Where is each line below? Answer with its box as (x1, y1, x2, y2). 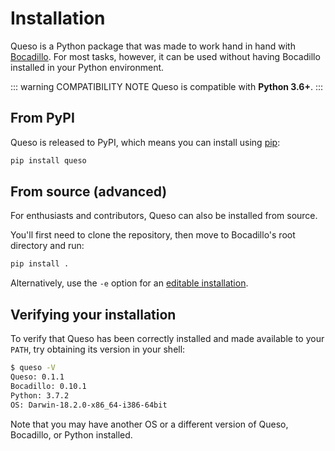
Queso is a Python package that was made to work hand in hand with (10, 40, 296, 52)
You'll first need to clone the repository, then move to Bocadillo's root (10, 229, 296, 241)
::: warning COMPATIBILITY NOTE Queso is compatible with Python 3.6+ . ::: (10, 80, 324, 92)
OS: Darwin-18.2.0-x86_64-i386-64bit (10, 400, 168, 410)
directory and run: (10, 240, 85, 252)
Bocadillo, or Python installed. (10, 428, 133, 441)
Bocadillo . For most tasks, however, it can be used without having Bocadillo (10, 50, 321, 62)
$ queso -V (10, 363, 56, 373)
